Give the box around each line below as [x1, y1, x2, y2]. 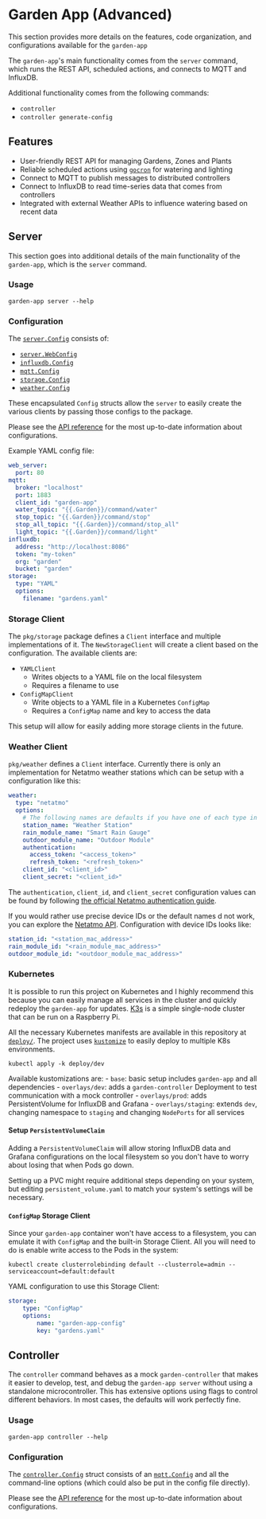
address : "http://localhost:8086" [15, 542, 129, 550]
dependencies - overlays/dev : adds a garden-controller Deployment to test [8, 1082, 257, 1091]
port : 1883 [15, 491, 52, 499]
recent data [19, 207, 58, 216]
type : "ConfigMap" [22, 1304, 83, 1313]
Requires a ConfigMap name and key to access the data [31, 706, 211, 716]
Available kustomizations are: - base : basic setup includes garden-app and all [8, 1074, 257, 1083]
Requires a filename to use [31, 681, 119, 690]
